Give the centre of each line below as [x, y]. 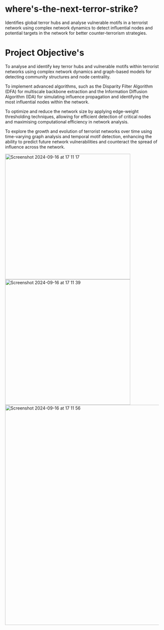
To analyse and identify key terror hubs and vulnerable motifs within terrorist [82, 66]
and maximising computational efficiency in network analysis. [67, 121]
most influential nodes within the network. [47, 102]
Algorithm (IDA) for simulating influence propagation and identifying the [77, 97]
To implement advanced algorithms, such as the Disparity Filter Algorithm [79, 86]
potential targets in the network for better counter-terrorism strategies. [76, 33]
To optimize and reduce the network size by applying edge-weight [72, 111]
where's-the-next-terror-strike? [72, 9]
